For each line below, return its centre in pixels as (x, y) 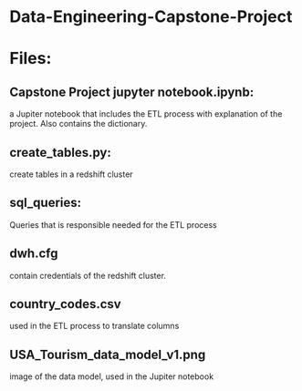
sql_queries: (46, 203)
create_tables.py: (61, 152)
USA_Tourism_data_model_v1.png (108, 354)
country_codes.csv (65, 304)
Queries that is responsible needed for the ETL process (113, 224)
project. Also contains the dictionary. (78, 124)
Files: (31, 59)
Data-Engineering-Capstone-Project (151, 17)
